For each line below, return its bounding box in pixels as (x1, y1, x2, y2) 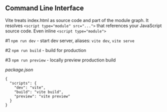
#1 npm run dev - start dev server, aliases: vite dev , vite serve (5, 37, 135, 43)
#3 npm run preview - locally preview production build (5, 57, 116, 63)
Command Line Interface (5, 4, 84, 12)
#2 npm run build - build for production (5, 47, 86, 53)
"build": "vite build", (14, 89, 64, 94)
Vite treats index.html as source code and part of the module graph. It (5, 17, 149, 23)
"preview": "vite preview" (14, 93, 70, 99)
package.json (5, 66, 33, 72)
